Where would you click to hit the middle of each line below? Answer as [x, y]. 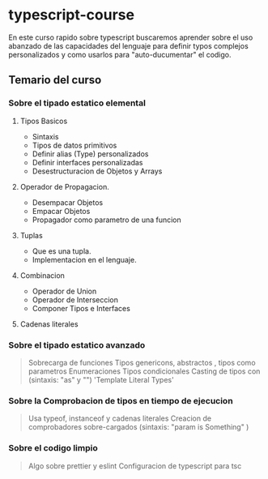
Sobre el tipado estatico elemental [77, 103]
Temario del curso [55, 80]
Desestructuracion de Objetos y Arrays [97, 171]
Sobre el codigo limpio [53, 448]
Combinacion [42, 275]
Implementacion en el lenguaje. [84, 259]
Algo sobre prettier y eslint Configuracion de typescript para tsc [135, 466]
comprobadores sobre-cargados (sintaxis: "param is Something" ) [138, 427]
